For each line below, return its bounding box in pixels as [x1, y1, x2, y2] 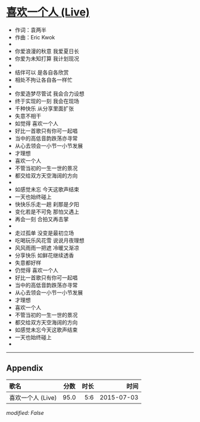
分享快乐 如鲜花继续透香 [14, 252, 74, 259]
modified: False [6, 409, 45, 416]
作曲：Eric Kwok [14, 33, 55, 41]
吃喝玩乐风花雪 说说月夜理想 [14, 237, 85, 244]
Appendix [6, 363, 43, 373]
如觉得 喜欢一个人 [14, 120, 58, 127]
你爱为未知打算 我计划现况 [14, 55, 79, 62]
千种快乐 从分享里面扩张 [14, 105, 74, 112]
